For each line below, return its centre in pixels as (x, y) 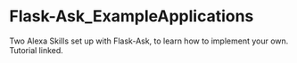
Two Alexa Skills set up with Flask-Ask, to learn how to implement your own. (149, 41)
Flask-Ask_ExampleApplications (132, 16)
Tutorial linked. (37, 50)
